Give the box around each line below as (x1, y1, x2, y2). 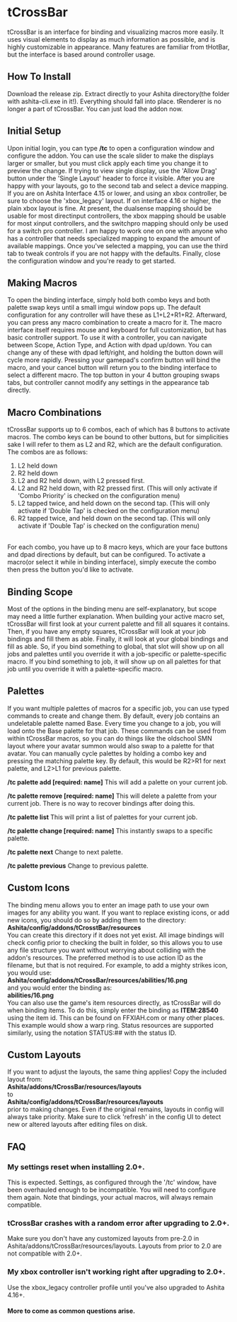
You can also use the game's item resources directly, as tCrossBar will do (7, 998, 221, 1007)
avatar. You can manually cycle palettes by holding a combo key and (7, 749, 207, 758)
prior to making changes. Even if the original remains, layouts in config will (7, 1105, 224, 1114)
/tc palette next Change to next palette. (7, 847, 123, 856)
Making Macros (7, 277, 78, 289)
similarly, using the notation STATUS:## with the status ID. (7, 1028, 177, 1037)
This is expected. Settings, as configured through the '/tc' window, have (7, 1178, 217, 1187)
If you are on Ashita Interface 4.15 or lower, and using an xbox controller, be (7, 189, 228, 197)
